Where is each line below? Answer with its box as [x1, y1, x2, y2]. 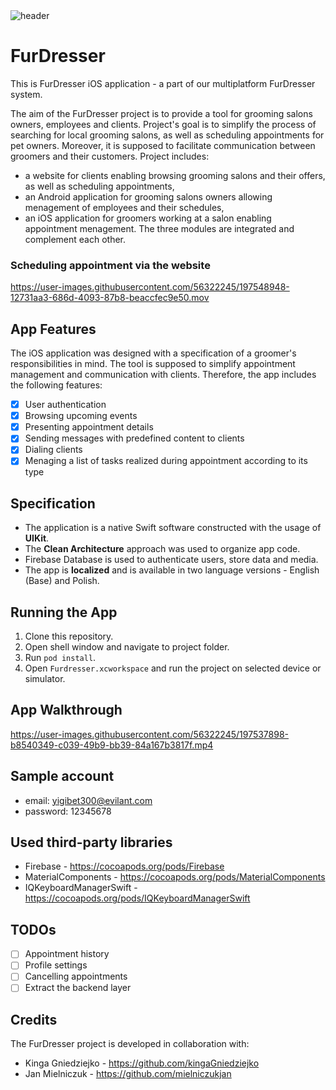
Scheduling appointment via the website [10, 258, 211, 272]
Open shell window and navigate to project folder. [24, 641, 230, 653]
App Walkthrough [10, 702, 123, 719]
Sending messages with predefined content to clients [24, 432, 245, 444]
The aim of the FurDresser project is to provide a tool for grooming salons [10, 107, 313, 119]
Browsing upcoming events [24, 410, 138, 422]
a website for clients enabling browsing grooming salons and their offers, [24, 169, 326, 181]
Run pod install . [24, 652, 97, 664]
